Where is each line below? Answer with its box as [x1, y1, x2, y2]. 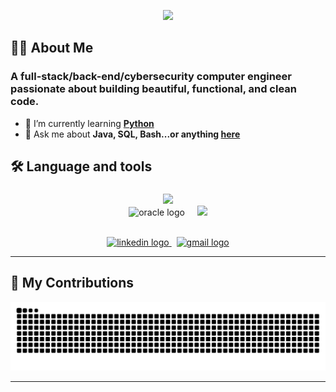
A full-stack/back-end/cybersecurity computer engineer [10, 70, 293, 84]
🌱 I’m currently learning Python [24, 117, 155, 129]
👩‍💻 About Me [10, 40, 94, 57]
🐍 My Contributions [10, 275, 135, 292]
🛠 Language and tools [10, 158, 153, 175]
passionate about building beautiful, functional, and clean [10, 82, 298, 96]
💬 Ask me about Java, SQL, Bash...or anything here [24, 128, 241, 140]
